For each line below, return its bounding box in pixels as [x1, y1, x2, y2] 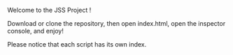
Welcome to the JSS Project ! [7, 6, 92, 14]
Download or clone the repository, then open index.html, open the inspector [7, 19, 226, 27]
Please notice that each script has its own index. [7, 40, 147, 48]
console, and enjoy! [7, 27, 64, 35]
